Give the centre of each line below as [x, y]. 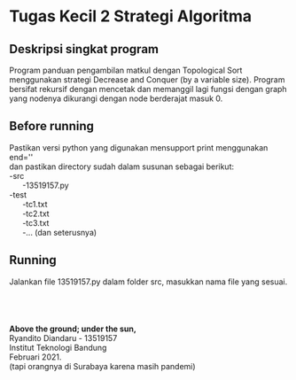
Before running [52, 126]
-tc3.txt [35, 222]
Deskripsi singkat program [84, 49]
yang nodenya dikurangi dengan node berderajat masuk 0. [116, 98]
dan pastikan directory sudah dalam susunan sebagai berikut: [122, 167]
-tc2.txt [36, 213]
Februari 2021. [35, 357]
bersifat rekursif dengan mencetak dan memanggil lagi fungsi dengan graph [148, 89]
